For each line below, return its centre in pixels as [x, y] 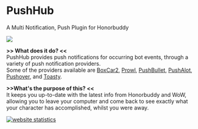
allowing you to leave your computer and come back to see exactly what [97, 101]
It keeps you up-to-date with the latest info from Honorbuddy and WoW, [97, 94]
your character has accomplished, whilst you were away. [78, 108]
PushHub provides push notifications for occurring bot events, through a [97, 57]
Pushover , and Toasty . [34, 76]
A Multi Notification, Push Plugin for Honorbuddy [68, 27]
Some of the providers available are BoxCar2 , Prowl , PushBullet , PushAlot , [100, 70]
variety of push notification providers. [54, 63]
